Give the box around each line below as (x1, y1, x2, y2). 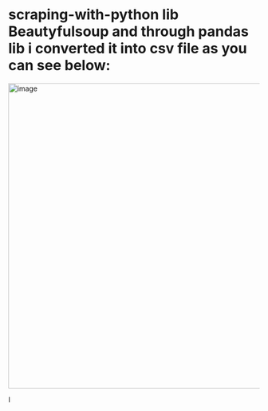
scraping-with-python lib (8, 6, 179, 24)
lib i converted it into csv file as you (8, 40, 247, 57)
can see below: (8, 57, 111, 75)
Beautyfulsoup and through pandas (8, 22, 250, 41)
